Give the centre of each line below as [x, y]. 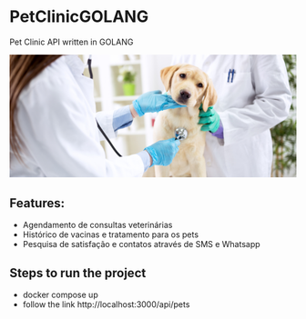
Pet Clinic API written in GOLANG [71, 42]
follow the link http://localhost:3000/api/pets [106, 304]
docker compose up [60, 294]
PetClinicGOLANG [79, 17]
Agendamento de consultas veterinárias [97, 225]
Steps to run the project [78, 273]
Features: [37, 203]
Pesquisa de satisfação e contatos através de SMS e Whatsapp [142, 244]
